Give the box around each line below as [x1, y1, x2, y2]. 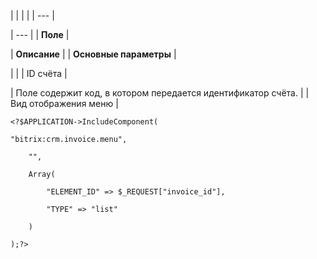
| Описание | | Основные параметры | [10, 48, 177, 60]
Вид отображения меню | [10, 98, 119, 109]
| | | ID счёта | [10, 68, 68, 79]
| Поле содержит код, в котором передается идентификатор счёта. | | [10, 87, 310, 99]
